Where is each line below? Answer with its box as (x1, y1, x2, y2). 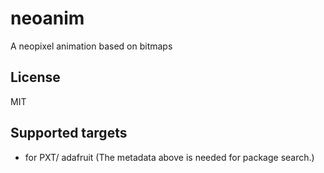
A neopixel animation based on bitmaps (10, 40, 173, 52)
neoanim (10, 7, 85, 30)
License (10, 69, 61, 86)
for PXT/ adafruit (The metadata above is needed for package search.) (24, 151, 315, 163)
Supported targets (10, 125, 128, 142)
